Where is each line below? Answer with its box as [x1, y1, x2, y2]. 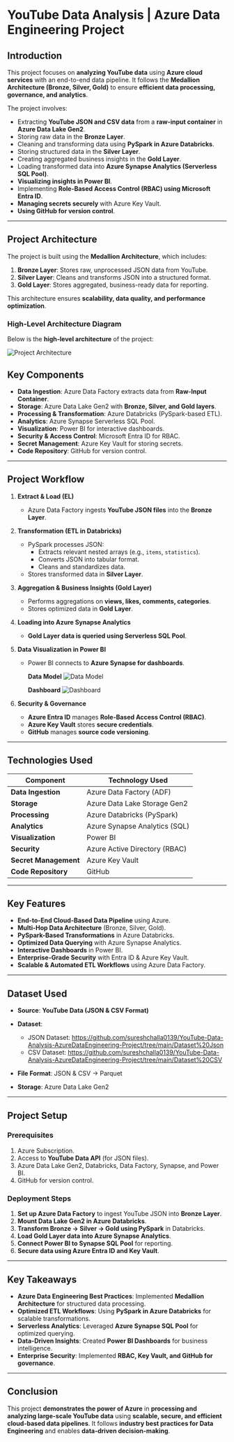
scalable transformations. [17, 1314, 91, 1322]
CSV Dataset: [27, 1048, 67, 1057]
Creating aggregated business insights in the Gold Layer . [17, 155, 182, 163]
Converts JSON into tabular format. [38, 555, 139, 563]
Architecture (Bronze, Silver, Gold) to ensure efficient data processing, [7, 83, 216, 91]
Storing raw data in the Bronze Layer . [17, 133, 125, 141]
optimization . [7, 301, 47, 310]
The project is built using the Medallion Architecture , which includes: [7, 252, 208, 260]
